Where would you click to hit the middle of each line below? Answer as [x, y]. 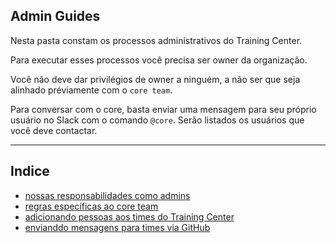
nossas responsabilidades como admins [107, 195]
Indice [30, 171]
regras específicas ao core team [91, 206]
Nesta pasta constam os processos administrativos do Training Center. [156, 40]
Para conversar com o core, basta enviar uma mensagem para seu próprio [163, 109]
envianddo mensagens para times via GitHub [117, 227]
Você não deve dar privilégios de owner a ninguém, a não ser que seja [155, 79]
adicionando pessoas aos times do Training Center [129, 216]
